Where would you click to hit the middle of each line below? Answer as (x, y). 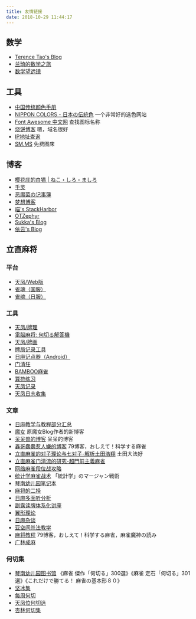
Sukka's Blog (31, 222)
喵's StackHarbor (36, 209)
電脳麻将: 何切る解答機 (42, 335)
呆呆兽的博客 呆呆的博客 (44, 439)
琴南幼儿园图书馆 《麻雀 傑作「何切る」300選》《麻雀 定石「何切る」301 (102, 573)
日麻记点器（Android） (43, 356)
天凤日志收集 (30, 394)
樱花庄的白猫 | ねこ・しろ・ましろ (56, 179)
